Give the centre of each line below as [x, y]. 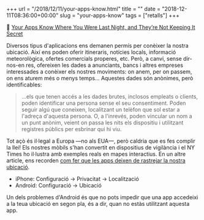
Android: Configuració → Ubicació [59, 185]
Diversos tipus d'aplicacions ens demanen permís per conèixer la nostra [97, 46]
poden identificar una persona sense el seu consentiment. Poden [104, 103]
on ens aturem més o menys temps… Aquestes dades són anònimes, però [100, 78]
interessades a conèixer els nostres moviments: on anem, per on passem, [99, 72]
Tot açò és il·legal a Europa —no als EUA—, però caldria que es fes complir [101, 141]
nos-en [15, 65]
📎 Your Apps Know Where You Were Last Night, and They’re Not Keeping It [101, 27]
